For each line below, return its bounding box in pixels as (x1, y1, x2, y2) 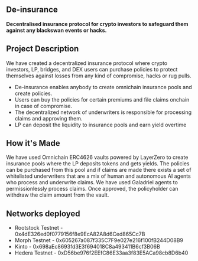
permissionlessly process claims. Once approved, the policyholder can (6, 185, 178, 193)
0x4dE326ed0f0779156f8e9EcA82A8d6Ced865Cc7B (14, 230, 145, 238)
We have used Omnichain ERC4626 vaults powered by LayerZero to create (6, 154, 189, 161)
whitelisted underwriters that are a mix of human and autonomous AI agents (6, 172, 191, 180)
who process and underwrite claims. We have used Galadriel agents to (6, 179, 178, 186)
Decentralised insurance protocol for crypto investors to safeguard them (6, 20, 189, 27)
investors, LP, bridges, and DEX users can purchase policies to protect (6, 66, 178, 73)
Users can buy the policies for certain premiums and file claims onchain (14, 96, 190, 103)
